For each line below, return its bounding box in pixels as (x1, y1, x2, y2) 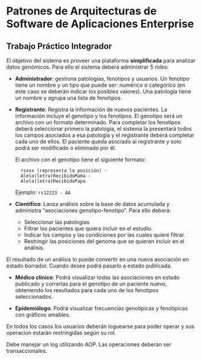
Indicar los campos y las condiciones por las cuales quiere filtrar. (24, 231, 186, 239)
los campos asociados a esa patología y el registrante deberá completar (14, 131, 195, 139)
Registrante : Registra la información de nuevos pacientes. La (14, 106, 168, 113)
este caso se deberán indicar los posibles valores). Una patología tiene (14, 88, 192, 95)
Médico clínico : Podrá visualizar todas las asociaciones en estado (14, 274, 180, 281)
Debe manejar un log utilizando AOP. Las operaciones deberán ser (6, 341, 172, 348)
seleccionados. (14, 293, 53, 300)
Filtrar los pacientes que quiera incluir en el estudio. (24, 225, 153, 232)
